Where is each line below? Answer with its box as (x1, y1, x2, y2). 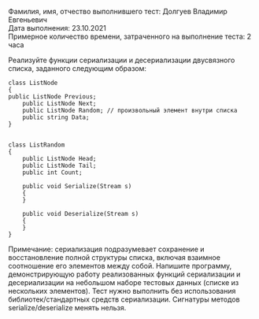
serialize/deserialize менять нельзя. (8, 303, 127, 312)
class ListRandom (8, 141, 65, 149)
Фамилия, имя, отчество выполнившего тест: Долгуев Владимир (8, 7, 228, 16)
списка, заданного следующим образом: (8, 64, 147, 73)
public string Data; (22, 113, 90, 121)
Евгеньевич (8, 15, 47, 24)
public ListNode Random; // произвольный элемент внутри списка (22, 106, 238, 114)
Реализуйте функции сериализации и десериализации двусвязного (8, 55, 235, 65)
